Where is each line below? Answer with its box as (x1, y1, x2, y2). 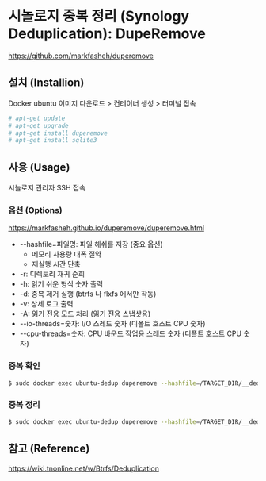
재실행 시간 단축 (31, 260, 81, 269)
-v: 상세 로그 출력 (19, 299, 74, 309)
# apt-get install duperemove (8, 129, 108, 137)
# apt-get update (8, 114, 66, 122)
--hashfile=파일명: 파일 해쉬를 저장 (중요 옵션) (19, 240, 164, 249)
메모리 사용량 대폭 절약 (31, 249, 102, 259)
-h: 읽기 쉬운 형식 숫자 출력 (19, 279, 104, 289)
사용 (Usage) (8, 160, 70, 174)
